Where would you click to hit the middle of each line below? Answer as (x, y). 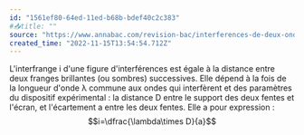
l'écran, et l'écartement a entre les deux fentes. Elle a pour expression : (142, 107)
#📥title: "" (33, 26)
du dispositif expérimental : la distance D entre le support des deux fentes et (152, 98)
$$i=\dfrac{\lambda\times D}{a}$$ (152, 121)
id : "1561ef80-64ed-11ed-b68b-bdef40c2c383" (95, 18)
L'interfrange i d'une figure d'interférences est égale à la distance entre (142, 69)
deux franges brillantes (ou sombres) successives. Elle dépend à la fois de (148, 79)
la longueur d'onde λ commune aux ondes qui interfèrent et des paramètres (151, 88)
